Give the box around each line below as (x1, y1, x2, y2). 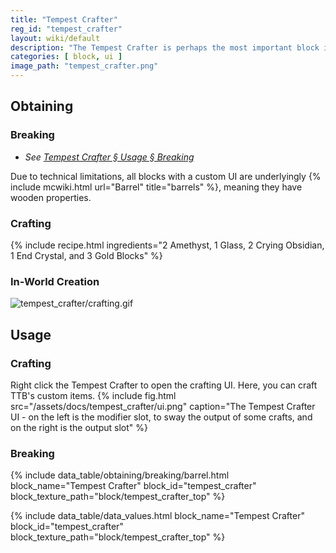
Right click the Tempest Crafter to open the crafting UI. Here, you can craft (10, 379, 318, 391)
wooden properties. (10, 191, 92, 203)
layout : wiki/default (10, 33, 101, 43)
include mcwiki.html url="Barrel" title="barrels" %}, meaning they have (10, 181, 303, 193)
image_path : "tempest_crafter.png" (10, 61, 159, 71)
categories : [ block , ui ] (10, 52, 123, 62)
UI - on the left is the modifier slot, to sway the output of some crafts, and (10, 411, 313, 423)
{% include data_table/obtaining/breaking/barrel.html (10, 469, 230, 481)
